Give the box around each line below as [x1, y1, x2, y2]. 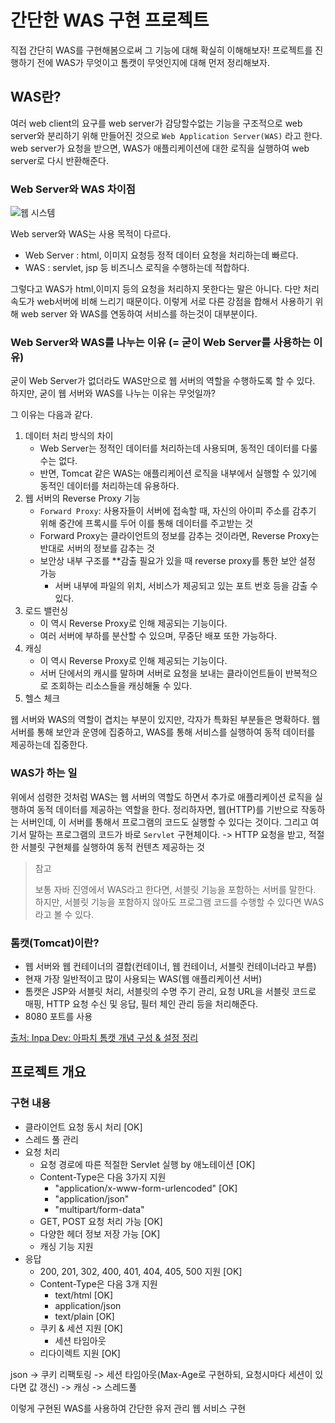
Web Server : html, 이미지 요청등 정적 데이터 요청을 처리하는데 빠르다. [24, 249, 299, 261]
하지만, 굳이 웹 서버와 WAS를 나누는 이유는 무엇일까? [10, 387, 216, 400]
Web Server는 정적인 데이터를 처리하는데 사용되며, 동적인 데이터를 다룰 [39, 442, 318, 455]
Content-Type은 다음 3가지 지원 [39, 1171, 167, 1183]
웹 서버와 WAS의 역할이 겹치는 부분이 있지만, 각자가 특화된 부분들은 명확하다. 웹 [10, 714, 321, 726]
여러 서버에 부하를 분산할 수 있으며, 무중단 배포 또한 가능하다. [39, 630, 277, 642]
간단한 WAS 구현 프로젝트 [10, 9, 210, 32]
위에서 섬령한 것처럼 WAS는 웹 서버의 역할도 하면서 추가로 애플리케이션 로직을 [10, 791, 313, 803]
